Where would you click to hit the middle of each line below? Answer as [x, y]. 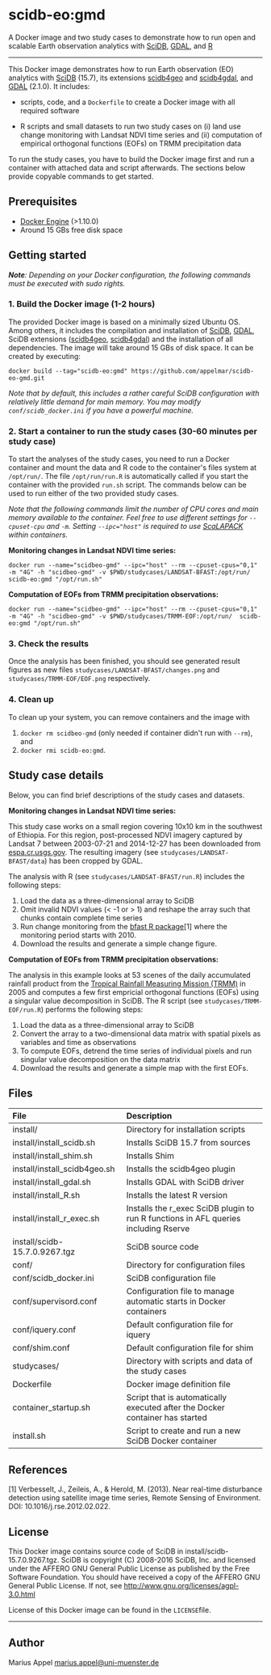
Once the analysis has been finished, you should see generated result [124, 662]
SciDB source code [163, 1247]
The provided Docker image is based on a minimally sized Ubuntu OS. [124, 322]
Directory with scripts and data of [190, 1361]
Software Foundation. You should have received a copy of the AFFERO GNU [134, 1577]
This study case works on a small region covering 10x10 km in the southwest [135, 826]
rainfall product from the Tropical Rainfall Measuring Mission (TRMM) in [127, 983]
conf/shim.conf [41, 1348]
